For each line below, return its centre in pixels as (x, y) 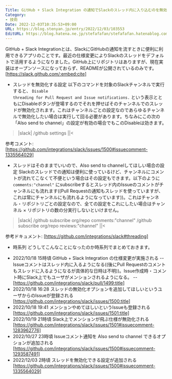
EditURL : (15, 34)
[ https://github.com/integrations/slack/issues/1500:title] (71, 301)
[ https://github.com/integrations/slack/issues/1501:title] (71, 313)
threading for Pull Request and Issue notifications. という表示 (83, 97)
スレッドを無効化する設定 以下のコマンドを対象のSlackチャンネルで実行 (89, 84)
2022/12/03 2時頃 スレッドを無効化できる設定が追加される (75, 360)
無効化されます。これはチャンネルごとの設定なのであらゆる (84, 110)
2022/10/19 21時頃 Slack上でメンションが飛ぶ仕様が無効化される (81, 319)
